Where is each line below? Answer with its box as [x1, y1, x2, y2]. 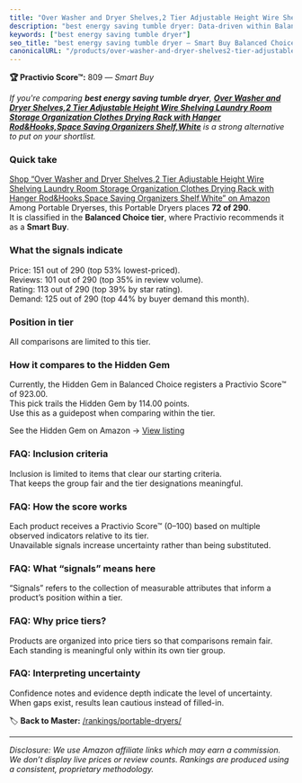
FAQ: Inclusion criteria [9, 447, 109, 460]
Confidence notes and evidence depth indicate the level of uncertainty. [9, 688, 272, 698]
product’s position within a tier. [9, 592, 123, 603]
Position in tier [9, 316, 74, 328]
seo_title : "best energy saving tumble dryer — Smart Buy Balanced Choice [9, 38, 296, 48]
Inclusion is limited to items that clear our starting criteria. [9, 468, 222, 479]
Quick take [9, 154, 58, 166]
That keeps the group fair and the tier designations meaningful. [9, 478, 244, 489]
